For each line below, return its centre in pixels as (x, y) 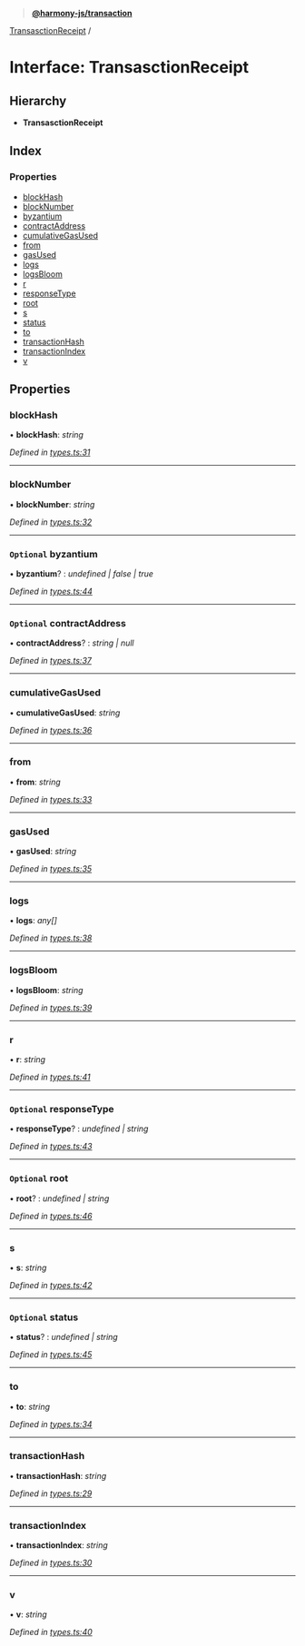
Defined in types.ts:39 (51, 1008)
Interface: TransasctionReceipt (129, 68)
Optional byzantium (54, 554)
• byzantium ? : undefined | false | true (82, 573)
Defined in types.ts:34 (51, 1424)
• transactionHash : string (58, 1475)
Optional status (44, 1317)
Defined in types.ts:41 (50, 1077)
